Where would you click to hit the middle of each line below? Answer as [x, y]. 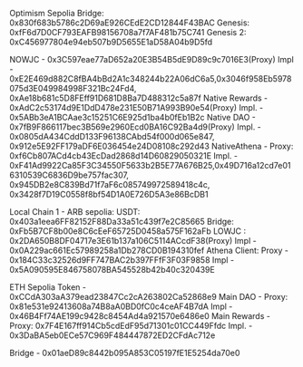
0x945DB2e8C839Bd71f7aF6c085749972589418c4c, [110, 184]
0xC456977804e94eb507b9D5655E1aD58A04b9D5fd [111, 42]
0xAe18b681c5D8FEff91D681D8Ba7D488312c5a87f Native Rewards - [139, 98]
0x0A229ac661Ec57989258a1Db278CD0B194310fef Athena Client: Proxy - [149, 250]
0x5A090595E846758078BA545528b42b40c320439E [112, 270]
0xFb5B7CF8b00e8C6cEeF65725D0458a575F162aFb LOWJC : [128, 231]
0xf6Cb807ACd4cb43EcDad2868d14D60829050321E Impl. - [124, 156]
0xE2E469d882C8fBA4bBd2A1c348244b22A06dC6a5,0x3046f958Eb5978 [151, 79]
